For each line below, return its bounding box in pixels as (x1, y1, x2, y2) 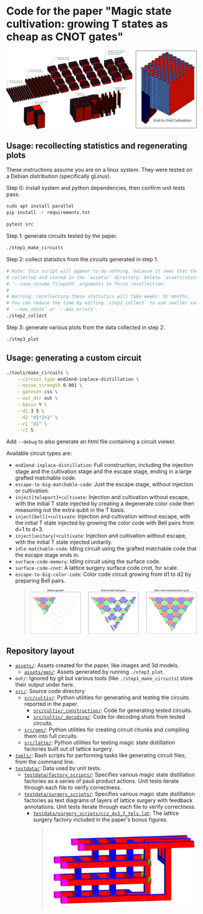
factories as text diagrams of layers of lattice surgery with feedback (24, 797, 193, 804)
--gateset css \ (17, 389, 59, 395)
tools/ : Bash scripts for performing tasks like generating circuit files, (14, 752, 186, 759)
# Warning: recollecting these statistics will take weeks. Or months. (6, 293, 190, 300)
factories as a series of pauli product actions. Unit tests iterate (24, 777, 179, 785)
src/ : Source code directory (14, 688, 85, 695)
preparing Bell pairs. (14, 577, 66, 584)
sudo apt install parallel (6, 203, 74, 209)
